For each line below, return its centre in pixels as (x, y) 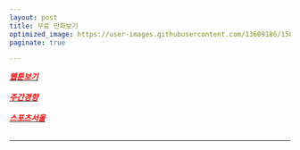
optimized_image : (42, 34)
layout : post (33, 17)
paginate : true (37, 42)
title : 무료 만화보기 (44, 26)
